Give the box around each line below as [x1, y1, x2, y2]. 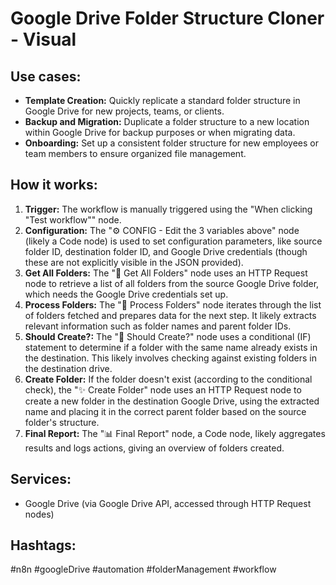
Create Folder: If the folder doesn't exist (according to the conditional [24, 373, 313, 385]
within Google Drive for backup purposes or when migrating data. [24, 127, 296, 138]
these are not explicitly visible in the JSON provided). [24, 256, 244, 268]
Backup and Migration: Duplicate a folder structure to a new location [24, 116, 310, 127]
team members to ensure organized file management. [24, 148, 247, 159]
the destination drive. [24, 362, 113, 374]
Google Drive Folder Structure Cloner [10, 7, 325, 30]
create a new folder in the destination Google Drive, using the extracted [24, 395, 320, 407]
